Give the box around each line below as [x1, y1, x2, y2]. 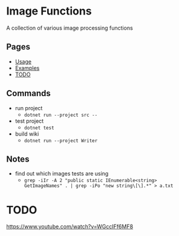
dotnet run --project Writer [24, 137, 98, 143]
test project [15, 117, 44, 125]
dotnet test [24, 125, 54, 131]
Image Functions [6, 4, 92, 18]
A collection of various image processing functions [6, 24, 133, 31]
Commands [6, 88, 51, 99]
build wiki [15, 130, 39, 137]
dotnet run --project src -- [24, 112, 98, 118]
